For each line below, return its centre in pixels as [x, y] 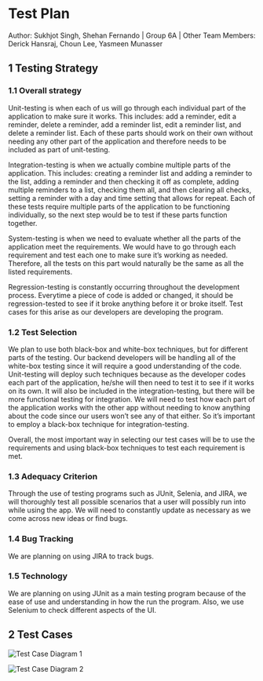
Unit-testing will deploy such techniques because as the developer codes [127, 374]
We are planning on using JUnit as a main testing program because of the [127, 593]
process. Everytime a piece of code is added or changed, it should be [121, 295]
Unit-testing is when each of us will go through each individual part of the [127, 107]
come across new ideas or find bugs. [68, 519]
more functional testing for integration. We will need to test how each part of [131, 399]
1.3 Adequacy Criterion [53, 476]
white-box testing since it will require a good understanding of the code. [125, 366]
